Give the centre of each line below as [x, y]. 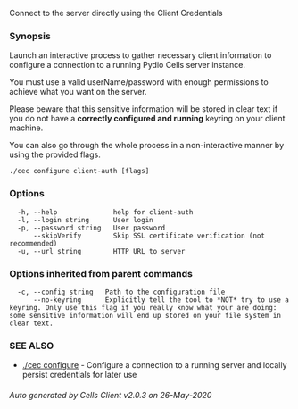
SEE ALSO [32, 346]
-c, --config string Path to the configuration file [121, 292]
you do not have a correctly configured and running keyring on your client [147, 119]
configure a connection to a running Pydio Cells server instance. [127, 65]
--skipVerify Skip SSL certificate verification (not [149, 236]
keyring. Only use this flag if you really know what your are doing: [143, 307]
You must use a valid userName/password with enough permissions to [139, 82]
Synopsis [30, 36]
